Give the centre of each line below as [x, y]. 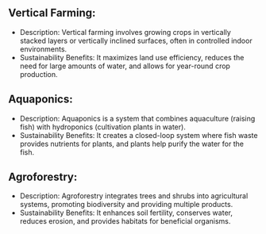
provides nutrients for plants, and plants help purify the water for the [132, 144]
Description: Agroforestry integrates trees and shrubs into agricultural [134, 196]
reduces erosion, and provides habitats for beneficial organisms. [125, 221]
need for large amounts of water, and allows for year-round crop [125, 66]
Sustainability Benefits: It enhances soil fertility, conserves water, [126, 213]
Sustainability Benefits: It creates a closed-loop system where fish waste [139, 135]
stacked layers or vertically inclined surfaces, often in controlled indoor [136, 40]
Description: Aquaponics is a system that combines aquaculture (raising [137, 118]
